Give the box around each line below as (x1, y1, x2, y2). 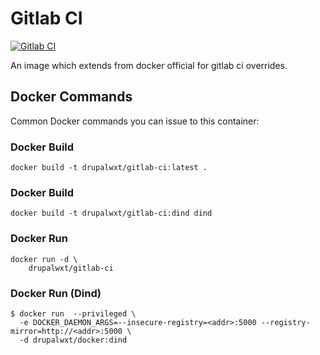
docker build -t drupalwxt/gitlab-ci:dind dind (10, 208, 213, 219)
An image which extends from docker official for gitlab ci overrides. (10, 59, 288, 71)
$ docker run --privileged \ (10, 308, 137, 319)
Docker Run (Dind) (10, 286, 102, 300)
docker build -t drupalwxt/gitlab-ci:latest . (10, 163, 208, 173)
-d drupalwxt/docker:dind (19, 335, 128, 345)
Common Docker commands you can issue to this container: (10, 115, 260, 127)
